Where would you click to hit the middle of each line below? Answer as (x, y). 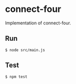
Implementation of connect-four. (38, 23)
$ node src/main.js (25, 50)
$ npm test (16, 77)
